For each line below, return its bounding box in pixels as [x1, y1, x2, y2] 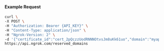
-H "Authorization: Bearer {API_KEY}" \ [4, 23, 89, 28]
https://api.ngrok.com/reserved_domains [4, 41, 89, 46]
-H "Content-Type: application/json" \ [4, 28, 86, 33]
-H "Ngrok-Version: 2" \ [4, 32, 55, 37]
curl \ [4, 14, 18, 19]
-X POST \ [4, 19, 25, 24]
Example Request [4, 4, 41, 10]
